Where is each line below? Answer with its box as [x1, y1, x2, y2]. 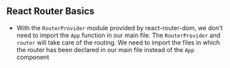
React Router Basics [6, 5, 95, 17]
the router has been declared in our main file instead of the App [16, 45, 194, 54]
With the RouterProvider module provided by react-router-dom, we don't [16, 23, 223, 32]
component [16, 53, 50, 61]
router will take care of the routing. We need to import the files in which [16, 38, 220, 47]
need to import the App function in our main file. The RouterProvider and [16, 31, 221, 39]
